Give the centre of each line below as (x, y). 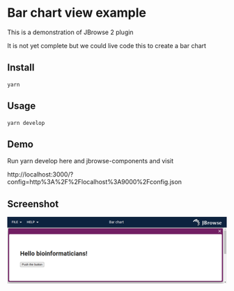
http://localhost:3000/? (40, 174)
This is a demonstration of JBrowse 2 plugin (70, 32)
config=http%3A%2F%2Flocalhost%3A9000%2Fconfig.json (95, 182)
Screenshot (33, 204)
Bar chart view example (77, 13)
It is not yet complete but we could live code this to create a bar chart (107, 45)
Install (21, 68)
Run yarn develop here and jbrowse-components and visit (91, 161)
